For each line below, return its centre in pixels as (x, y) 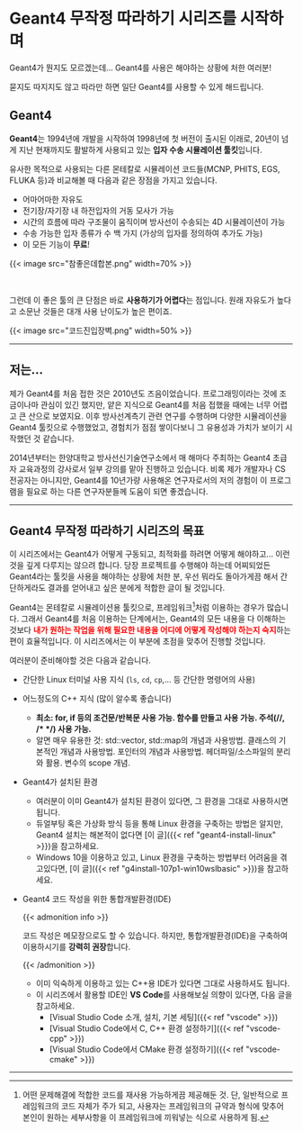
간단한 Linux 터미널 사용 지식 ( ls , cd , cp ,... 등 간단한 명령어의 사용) (139, 680)
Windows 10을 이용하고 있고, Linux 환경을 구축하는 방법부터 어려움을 (157, 857)
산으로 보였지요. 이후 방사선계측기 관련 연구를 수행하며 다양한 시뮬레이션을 (158, 416)
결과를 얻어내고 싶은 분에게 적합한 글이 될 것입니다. (137, 588)
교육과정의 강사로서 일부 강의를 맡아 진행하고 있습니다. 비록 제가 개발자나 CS (152, 468)
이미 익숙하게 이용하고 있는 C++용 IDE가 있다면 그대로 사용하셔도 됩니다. (163, 983)
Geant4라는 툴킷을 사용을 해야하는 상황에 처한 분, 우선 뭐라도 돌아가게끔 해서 (144, 576)
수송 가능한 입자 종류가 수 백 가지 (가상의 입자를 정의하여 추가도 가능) (142, 233)
